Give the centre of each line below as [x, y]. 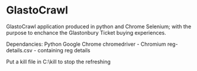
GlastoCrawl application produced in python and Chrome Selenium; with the [99, 26]
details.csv [19, 50]
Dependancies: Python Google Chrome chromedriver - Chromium [86, 44]
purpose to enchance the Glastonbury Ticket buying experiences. [86, 32]
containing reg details [64, 50]
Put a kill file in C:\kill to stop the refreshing [59, 62]
